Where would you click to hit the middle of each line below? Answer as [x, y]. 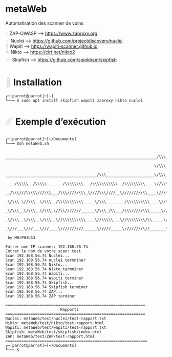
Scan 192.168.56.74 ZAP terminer [41, 296]
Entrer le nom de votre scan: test [43, 251]
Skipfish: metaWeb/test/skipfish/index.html [53, 332]
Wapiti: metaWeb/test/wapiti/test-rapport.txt [56, 327]
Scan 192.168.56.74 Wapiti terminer [44, 278]
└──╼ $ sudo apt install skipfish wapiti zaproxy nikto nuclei [74, 101]
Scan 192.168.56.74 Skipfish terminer [47, 287]
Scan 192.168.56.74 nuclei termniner [46, 260]
